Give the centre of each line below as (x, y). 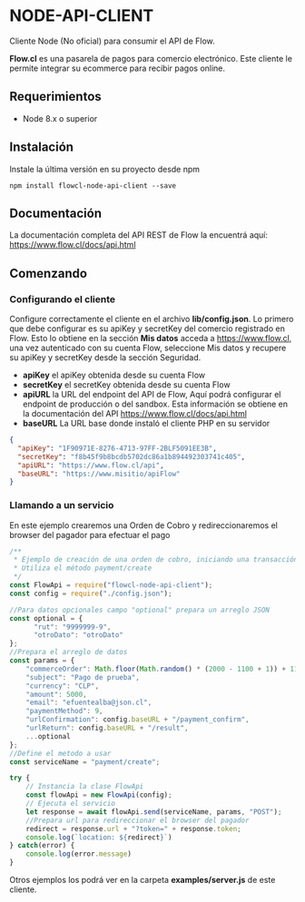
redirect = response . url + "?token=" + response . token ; (134, 828)
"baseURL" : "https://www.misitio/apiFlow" (99, 474)
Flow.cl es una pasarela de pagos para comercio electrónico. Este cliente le (151, 58)
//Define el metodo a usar (60, 753)
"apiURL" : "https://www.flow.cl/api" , (91, 465)
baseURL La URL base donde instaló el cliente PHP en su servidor (146, 424)
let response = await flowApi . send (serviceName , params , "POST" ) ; (154, 812)
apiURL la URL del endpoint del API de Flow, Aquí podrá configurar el (152, 395)
